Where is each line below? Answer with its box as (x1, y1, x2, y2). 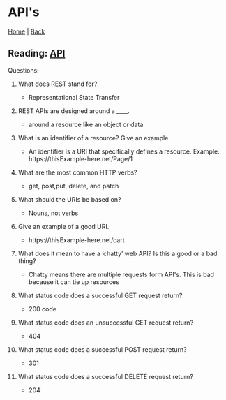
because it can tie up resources (28, 277, 119, 286)
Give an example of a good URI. (17, 222, 110, 230)
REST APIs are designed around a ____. (17, 106, 130, 115)
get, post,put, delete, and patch (28, 182, 119, 190)
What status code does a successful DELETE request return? (17, 372, 194, 380)
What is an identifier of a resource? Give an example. (17, 133, 170, 142)
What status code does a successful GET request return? (17, 291, 183, 299)
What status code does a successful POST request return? (17, 345, 187, 353)
